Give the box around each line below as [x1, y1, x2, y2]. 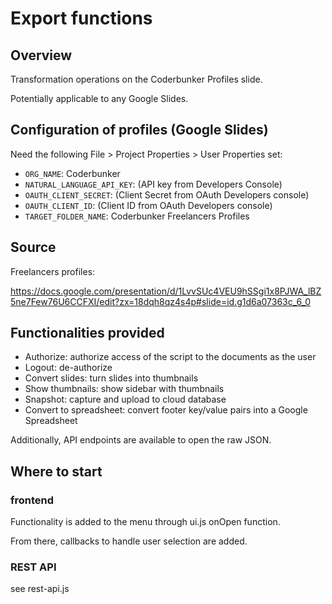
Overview [10, 47, 73, 64]
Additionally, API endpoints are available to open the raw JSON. [10, 434, 272, 446]
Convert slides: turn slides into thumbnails [24, 372, 199, 384]
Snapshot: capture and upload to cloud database [24, 393, 227, 406]
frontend [10, 493, 55, 507]
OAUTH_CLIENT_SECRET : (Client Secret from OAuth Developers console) [24, 188, 310, 201]
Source [10, 239, 57, 256]
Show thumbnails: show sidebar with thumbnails [24, 383, 225, 395]
